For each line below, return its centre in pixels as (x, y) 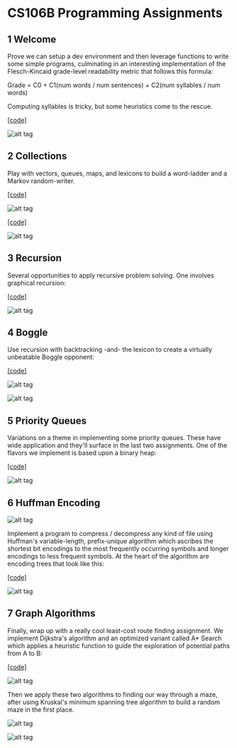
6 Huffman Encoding (54, 503)
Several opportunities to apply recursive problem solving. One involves (111, 275)
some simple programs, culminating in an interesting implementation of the (117, 64)
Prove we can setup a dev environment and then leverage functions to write (118, 56)
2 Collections (37, 156)
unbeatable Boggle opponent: (51, 357)
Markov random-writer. (41, 181)
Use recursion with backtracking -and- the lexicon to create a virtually (110, 350)
